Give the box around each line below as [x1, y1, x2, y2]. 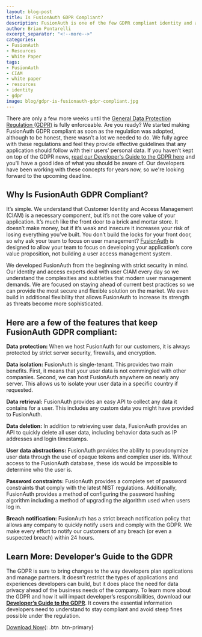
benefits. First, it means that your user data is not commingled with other [6, 367, 186, 374]
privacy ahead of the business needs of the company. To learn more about [6, 587, 191, 594]
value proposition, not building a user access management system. [6, 250, 173, 257]
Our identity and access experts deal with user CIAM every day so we [6, 268, 179, 275]
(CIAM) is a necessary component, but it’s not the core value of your [6, 212, 176, 219]
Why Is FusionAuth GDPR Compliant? [6, 190, 148, 200]
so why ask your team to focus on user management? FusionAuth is [6, 237, 174, 245]
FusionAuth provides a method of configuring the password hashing [6, 490, 176, 498]
